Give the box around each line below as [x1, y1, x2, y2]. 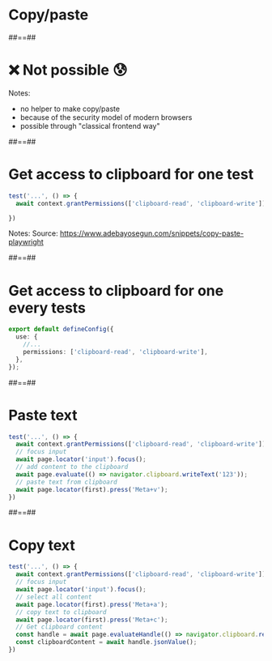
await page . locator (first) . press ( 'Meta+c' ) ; [15, 616, 168, 624]
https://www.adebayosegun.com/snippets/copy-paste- [59, 228, 244, 238]
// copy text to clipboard [15, 608, 107, 616]
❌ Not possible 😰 [8, 61, 128, 79]
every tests [8, 298, 87, 317]
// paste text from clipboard [15, 478, 117, 486]
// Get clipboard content [15, 623, 104, 631]
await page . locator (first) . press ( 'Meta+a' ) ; [15, 600, 168, 608]
